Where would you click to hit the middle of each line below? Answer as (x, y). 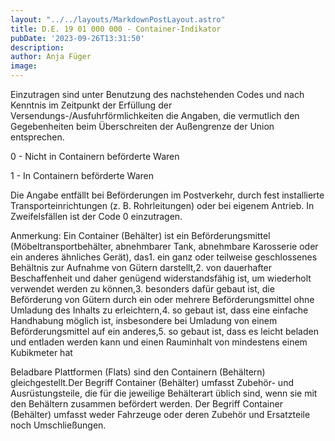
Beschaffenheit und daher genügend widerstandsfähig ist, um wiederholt (161, 278)
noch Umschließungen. (58, 425)
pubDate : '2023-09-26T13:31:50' (77, 38)
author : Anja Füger (51, 57)
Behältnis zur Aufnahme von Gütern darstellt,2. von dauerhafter (141, 267)
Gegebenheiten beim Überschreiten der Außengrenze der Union (142, 126)
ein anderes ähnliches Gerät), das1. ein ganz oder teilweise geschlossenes (164, 257)
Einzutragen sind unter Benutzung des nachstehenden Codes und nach (157, 94)
